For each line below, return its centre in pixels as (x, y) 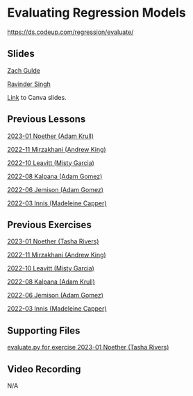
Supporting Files (44, 330)
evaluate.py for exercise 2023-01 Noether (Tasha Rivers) (88, 347)
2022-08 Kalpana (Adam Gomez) (55, 176)
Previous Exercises (49, 224)
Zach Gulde (24, 70)
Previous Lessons (47, 119)
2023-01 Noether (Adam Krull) (51, 136)
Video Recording (44, 369)
